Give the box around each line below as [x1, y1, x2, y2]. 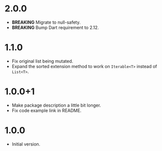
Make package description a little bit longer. [11, 102, 101, 108]
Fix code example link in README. [11, 107, 82, 113]
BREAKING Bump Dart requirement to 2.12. [11, 24, 99, 30]
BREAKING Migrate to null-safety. [11, 19, 81, 25]
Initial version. [11, 141, 40, 147]
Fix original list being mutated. [11, 58, 74, 64]
